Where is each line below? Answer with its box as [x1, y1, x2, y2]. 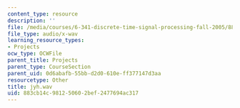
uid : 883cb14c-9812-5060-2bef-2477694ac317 [7, 90, 139, 97]
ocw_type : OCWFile [7, 50, 62, 58]
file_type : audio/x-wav [7, 30, 79, 38]
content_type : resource [7, 10, 79, 18]
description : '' [7, 17, 56, 24]
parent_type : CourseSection [7, 63, 91, 70]
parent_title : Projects [7, 57, 79, 64]
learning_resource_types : [7, 37, 84, 44]
